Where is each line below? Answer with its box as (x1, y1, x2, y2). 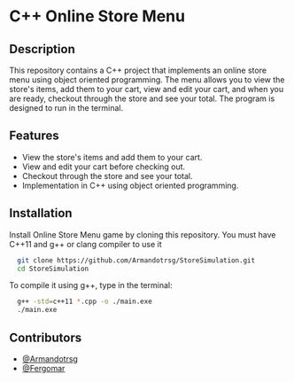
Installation (9, 206, 73, 221)
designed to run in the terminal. (9, 103, 124, 113)
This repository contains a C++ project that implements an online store (9, 65, 267, 75)
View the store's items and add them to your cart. (21, 152, 203, 162)
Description (9, 42, 75, 57)
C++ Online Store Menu (9, 6, 186, 27)
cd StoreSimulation (17, 264, 89, 273)
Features (9, 129, 59, 144)
